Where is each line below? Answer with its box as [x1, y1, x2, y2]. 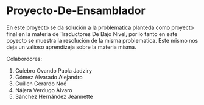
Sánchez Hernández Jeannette [15, 93, 93, 100]
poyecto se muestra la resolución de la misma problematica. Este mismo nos [6, 37, 199, 44]
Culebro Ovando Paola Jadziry [15, 67, 93, 74]
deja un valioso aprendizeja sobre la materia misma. [6, 43, 136, 51]
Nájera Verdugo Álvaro [15, 86, 72, 93]
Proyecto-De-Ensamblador [6, 4, 146, 18]
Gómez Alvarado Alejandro [15, 73, 83, 81]
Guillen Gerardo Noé [15, 80, 67, 87]
